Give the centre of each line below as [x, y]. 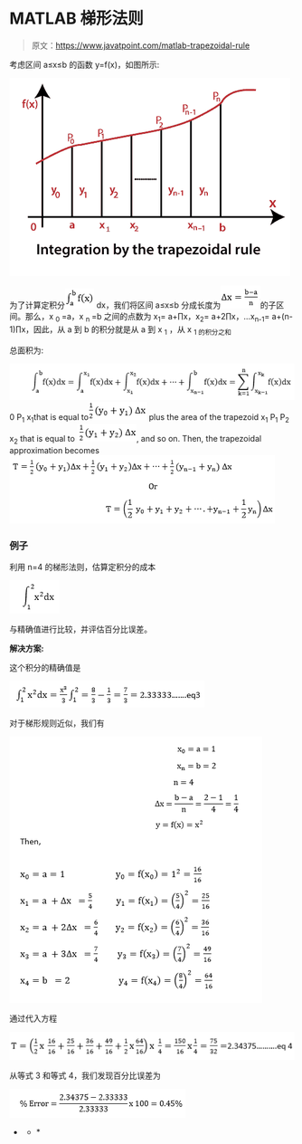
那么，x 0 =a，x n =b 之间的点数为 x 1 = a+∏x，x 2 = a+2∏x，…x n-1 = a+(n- [159, 317]
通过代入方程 [33, 1018]
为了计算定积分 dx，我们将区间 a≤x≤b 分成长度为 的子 [143, 305]
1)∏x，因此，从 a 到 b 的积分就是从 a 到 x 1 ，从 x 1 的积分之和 [121, 330]
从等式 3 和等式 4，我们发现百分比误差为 [85, 1076]
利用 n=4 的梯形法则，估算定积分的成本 [83, 567]
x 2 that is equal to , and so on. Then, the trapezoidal [136, 440]
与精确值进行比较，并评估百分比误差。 [80, 629]
